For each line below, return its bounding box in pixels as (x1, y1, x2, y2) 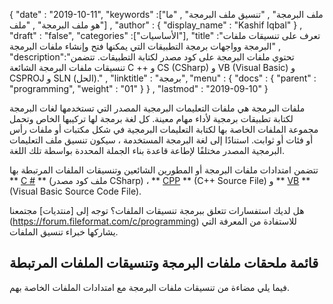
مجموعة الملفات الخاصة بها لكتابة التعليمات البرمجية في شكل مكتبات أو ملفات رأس (9, 124, 319, 135)
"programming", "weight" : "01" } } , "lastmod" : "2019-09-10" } (9, 83, 269, 94)
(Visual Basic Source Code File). (9, 185, 142, 197)
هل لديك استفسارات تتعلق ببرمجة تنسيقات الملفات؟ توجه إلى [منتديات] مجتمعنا (9, 205, 305, 216)
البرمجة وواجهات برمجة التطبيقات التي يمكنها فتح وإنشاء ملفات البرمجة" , (9, 40, 281, 52)
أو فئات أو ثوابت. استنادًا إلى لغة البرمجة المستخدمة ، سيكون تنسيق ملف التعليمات (9, 134, 314, 146)
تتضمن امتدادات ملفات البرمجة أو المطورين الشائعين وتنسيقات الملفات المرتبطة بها (9, 164, 319, 176)
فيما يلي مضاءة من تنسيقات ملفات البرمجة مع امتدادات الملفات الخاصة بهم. (9, 281, 291, 293)
